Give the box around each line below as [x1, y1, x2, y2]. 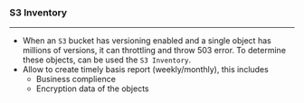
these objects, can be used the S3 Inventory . [22, 54, 192, 65]
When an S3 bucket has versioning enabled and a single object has [22, 35, 271, 46]
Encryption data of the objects [35, 83, 149, 94]
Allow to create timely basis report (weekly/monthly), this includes [22, 64, 269, 75]
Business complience [35, 74, 116, 85]
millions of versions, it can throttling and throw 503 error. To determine [22, 45, 287, 56]
